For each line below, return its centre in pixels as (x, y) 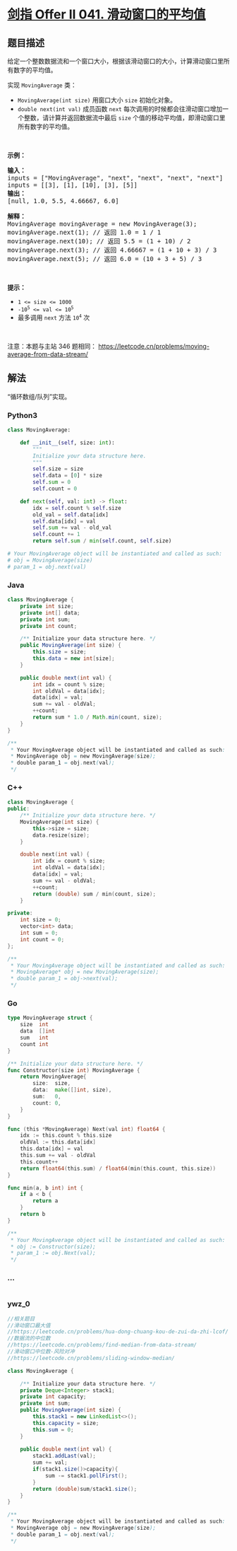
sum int (35, 1038)
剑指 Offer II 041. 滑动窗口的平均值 (107, 14)
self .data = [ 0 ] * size (67, 476)
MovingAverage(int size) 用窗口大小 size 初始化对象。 (97, 100)
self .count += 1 (56, 535)
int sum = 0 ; (39, 933)
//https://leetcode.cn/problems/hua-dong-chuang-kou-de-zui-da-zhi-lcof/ (118, 1332)
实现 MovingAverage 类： (42, 85)
